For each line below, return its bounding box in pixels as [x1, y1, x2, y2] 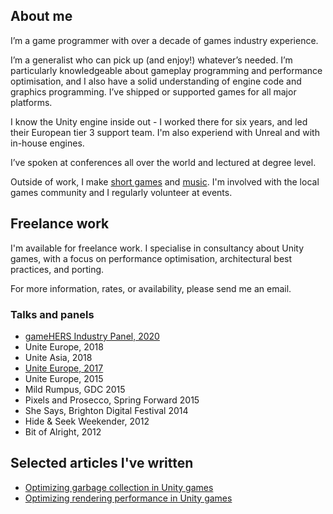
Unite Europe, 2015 [24, 372, 104, 384]
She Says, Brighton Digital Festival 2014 [24, 404, 189, 416]
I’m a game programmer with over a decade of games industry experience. [10, 34, 319, 46]
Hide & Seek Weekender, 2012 [24, 415, 150, 427]
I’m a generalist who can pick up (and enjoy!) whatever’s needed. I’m [10, 54, 293, 66]
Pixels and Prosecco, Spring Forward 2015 [24, 394, 200, 406]
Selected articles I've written [10, 455, 194, 472]
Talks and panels [10, 307, 95, 321]
